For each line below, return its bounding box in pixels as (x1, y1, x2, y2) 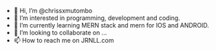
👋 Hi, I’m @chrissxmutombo (13, 7, 93, 14)
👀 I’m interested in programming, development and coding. (13, 14, 180, 22)
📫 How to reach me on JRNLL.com (13, 37, 114, 44)
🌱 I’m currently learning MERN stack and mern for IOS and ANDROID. (13, 21, 210, 29)
